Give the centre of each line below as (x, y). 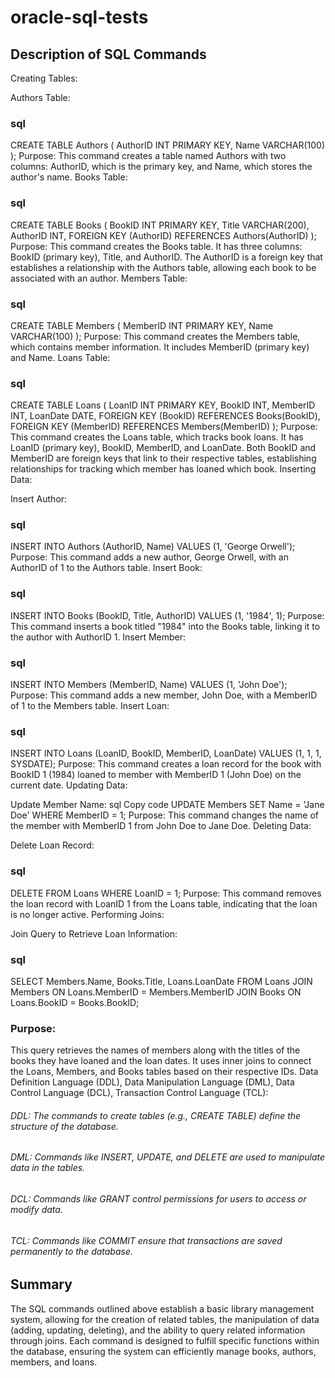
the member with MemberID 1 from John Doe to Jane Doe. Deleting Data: (161, 826)
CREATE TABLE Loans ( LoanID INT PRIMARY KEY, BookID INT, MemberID (163, 405)
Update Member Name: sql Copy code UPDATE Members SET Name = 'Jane (167, 805)
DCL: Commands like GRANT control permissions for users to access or (158, 1199)
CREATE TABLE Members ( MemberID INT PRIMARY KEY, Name (142, 325)
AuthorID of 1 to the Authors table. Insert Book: (106, 568)
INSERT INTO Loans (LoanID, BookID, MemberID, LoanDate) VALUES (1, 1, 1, (166, 753)
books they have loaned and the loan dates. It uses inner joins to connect (161, 1061)
